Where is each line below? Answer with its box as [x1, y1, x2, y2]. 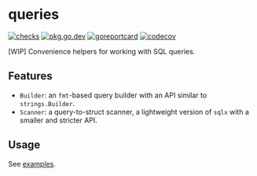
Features [8, 69, 53, 83]
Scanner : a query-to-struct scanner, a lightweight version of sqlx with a [19, 107, 250, 116]
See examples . [8, 159, 57, 168]
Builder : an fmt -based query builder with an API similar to [19, 90, 207, 100]
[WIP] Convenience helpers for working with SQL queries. [8, 46, 196, 56]
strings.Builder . [19, 98, 75, 108]
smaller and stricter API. [19, 115, 98, 125]
